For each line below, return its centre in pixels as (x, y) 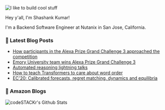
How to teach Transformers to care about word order (68, 73)
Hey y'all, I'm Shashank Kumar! (38, 17)
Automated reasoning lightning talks (50, 68)
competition (25, 57)
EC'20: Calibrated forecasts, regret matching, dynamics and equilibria (85, 78)
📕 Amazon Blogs (26, 91)
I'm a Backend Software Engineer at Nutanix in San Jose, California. (76, 27)
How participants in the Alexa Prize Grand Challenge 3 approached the (86, 51)
